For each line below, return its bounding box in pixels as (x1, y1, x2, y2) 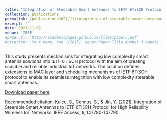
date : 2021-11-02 (5, 26, 41, 31)
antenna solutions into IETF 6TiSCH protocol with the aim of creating (5, 58, 146, 64)
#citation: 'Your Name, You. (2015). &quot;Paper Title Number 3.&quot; (5, 40, 159, 45)
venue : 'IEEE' (5, 30, 35, 35)
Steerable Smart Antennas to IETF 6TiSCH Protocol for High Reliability (5, 104, 149, 110)
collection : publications (5, 12, 59, 17)
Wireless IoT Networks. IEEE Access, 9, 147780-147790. (5, 109, 120, 115)
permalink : (5, 16, 28, 21)
